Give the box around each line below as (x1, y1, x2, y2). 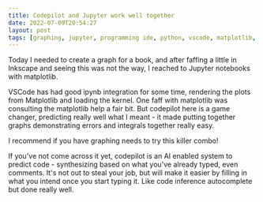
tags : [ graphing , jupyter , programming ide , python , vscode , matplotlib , (8, 33, 257, 42)
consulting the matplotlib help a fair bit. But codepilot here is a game (8, 104, 231, 114)
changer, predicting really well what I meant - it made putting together (8, 112, 236, 122)
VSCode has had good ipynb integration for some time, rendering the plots (8, 88, 251, 97)
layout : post (8, 26, 51, 34)
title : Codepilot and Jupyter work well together (8, 11, 175, 20)
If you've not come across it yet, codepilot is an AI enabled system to (8, 151, 233, 161)
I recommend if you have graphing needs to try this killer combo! (8, 136, 219, 146)
